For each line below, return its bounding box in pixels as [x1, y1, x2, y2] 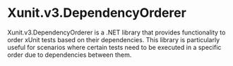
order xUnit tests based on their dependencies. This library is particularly [7, 35, 220, 44]
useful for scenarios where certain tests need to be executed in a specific [7, 43, 222, 51]
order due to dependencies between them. [7, 51, 132, 59]
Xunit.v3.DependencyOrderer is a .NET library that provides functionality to [7, 28, 226, 37]
